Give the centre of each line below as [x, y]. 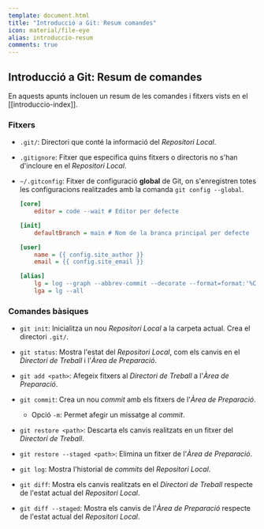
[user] [30, 247]
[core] [30, 204]
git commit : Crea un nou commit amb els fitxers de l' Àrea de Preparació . [138, 399]
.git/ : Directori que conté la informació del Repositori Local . [118, 142]
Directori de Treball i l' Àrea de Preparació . [88, 361]
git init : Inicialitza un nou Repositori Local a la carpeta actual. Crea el [135, 328]
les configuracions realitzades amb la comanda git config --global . [132, 190]
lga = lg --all [59, 291]
